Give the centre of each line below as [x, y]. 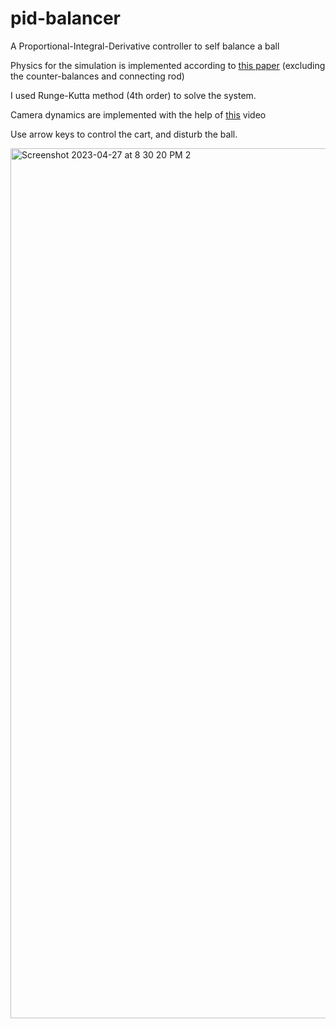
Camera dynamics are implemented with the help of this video [138, 114]
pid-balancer [65, 18]
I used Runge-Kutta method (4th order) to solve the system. [133, 95]
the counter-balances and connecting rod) [97, 76]
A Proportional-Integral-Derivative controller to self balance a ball [145, 46]
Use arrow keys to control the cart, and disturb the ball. [124, 134]
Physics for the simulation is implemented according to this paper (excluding [168, 65]
